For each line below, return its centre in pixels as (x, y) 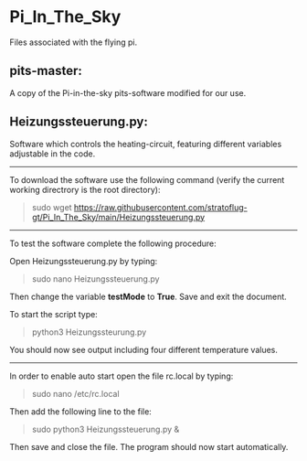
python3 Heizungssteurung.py (89, 332)
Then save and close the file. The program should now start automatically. (149, 446)
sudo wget (52, 207)
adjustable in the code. (53, 154)
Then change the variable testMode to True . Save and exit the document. (148, 296)
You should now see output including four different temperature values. (144, 349)
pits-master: (46, 71)
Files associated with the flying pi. (74, 42)
